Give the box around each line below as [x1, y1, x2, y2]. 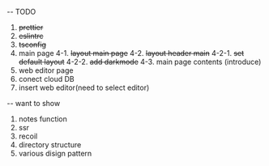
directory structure [18, 140, 82, 149]
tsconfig [18, 40, 47, 49]
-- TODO [6, 7, 36, 16]
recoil [18, 131, 38, 141]
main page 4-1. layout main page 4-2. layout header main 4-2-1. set [18, 49, 245, 57]
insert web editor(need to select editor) [18, 83, 150, 92]
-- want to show [6, 99, 61, 108]
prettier [18, 23, 44, 32]
